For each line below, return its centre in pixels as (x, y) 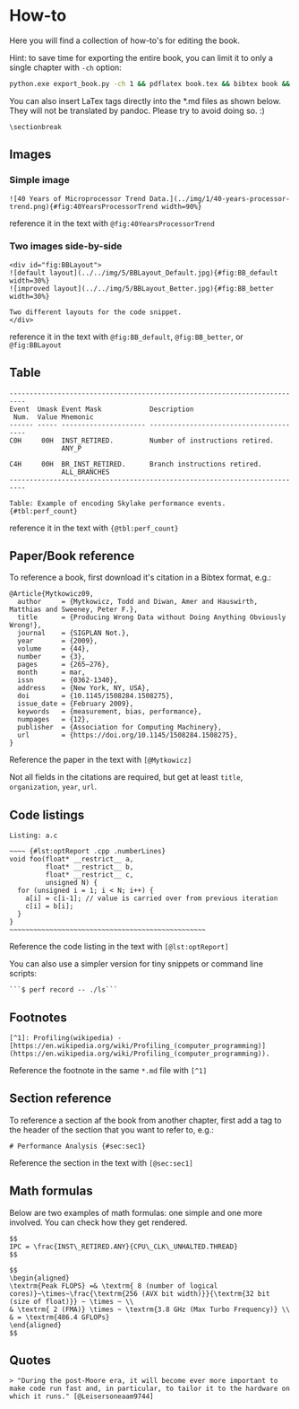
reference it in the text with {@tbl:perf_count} (94, 528)
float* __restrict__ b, (90, 867)
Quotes (30, 1361)
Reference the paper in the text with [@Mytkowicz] (101, 760)
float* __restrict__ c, (90, 875)
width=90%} (182, 206)
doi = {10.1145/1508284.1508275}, (96, 696)
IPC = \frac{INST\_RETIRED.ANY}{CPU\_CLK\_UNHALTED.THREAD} (124, 1247)
